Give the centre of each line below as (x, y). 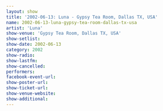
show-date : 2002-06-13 (34, 45)
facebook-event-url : (31, 77)
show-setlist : (23, 39)
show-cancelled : (26, 66)
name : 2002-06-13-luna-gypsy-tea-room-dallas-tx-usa (72, 22)
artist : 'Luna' (25, 28)
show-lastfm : (22, 60)
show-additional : (27, 99)
